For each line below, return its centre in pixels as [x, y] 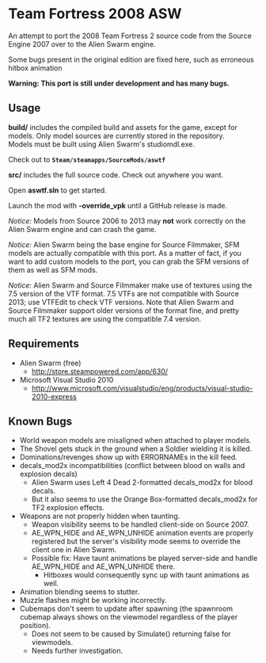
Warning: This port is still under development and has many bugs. [119, 83]
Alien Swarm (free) [50, 363]
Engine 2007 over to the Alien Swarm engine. [82, 44]
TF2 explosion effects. [68, 508]
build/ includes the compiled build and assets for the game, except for [123, 127]
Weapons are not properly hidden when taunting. [100, 516]
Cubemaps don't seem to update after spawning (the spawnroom [126, 609]
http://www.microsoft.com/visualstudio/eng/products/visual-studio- [142, 388]
